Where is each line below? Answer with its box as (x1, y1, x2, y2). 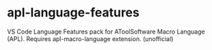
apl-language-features (7, 5, 140, 21)
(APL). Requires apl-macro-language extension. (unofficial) (7, 34, 174, 42)
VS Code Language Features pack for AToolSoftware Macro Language (7, 27, 205, 36)
